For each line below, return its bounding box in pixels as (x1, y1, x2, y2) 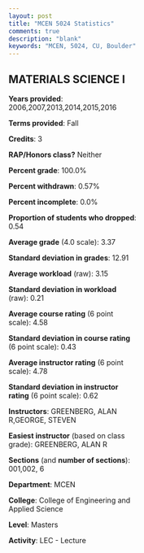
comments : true (8, 27, 60, 35)
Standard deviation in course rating (8, 333, 131, 342)
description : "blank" (8, 34, 82, 43)
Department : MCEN (8, 479, 76, 489)
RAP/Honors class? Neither (8, 150, 103, 159)
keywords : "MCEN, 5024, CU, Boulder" (8, 42, 137, 50)
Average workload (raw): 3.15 (8, 268, 108, 278)
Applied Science (8, 503, 63, 513)
